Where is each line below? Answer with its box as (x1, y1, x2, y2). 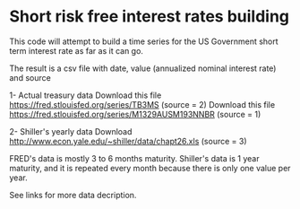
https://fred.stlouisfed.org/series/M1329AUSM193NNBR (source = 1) (9, 109, 261, 119)
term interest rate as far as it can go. (9, 45, 143, 56)
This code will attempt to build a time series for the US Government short (9, 36, 279, 47)
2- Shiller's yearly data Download (9, 126, 133, 136)
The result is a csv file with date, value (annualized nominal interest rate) (9, 63, 277, 74)
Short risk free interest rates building (9, 6, 289, 27)
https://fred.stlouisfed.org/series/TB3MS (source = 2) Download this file (9, 99, 276, 109)
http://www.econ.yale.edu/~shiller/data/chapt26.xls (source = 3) (9, 135, 247, 146)
